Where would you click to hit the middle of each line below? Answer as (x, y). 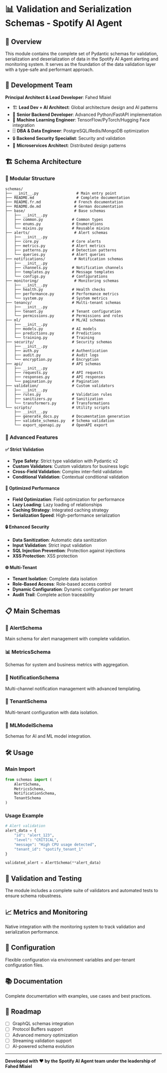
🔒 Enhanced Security (27, 527)
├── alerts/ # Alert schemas (56, 232)
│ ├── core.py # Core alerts (53, 241)
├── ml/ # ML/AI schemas (55, 320)
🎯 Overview (23, 42)
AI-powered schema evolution (43, 1046)
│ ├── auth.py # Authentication (56, 351)
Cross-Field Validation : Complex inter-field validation (67, 471)
